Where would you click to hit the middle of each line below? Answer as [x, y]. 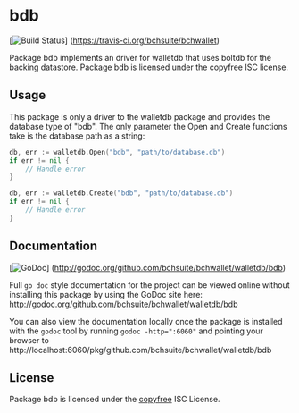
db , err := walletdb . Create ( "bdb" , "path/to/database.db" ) [121, 193]
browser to [29, 340]
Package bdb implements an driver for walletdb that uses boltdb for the [141, 57]
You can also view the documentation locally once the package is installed [146, 321]
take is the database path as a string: [77, 136]
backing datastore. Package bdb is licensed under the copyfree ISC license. [149, 67]
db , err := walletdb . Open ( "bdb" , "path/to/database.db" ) [117, 152]
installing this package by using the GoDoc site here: [106, 294]
